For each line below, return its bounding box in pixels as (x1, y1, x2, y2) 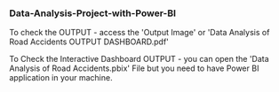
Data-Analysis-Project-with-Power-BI (9, 7, 176, 19)
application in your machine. (9, 73, 113, 83)
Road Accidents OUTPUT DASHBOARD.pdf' (9, 36, 169, 47)
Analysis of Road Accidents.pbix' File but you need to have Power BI (9, 63, 259, 73)
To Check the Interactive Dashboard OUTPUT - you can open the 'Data (9, 54, 269, 65)
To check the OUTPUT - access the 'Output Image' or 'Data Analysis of (9, 27, 270, 38)
